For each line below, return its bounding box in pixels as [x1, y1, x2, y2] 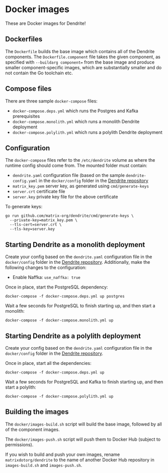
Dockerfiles [5, 35, 43, 43]
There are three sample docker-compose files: [5, 98, 98, 104]
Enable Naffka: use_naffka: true [12, 274, 80, 280]
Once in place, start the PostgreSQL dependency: [5, 284, 108, 290]
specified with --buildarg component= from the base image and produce [5, 59, 155, 65]
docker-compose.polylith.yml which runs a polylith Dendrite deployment [12, 129, 162, 135]
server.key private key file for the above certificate [12, 194, 118, 200]
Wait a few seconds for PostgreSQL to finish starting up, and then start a [5, 303, 155, 309]
